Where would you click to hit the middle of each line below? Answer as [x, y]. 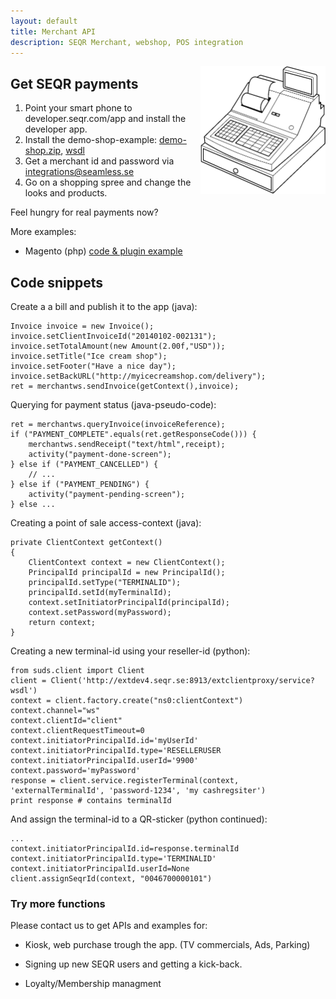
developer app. [56, 129]
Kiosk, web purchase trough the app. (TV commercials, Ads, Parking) [167, 945]
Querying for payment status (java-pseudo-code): [113, 404]
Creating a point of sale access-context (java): [106, 523]
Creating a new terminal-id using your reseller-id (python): [130, 651]
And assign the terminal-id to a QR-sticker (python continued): [139, 819]
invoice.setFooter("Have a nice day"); [93, 366]
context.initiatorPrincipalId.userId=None [100, 869]
